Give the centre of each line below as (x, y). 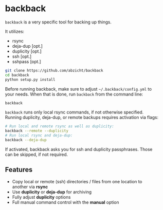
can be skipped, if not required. (36, 154)
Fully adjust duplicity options (41, 197)
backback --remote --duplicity (37, 131)
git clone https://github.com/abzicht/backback (54, 70)
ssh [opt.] (22, 56)
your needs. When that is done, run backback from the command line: (74, 94)
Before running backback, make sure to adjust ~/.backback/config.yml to (78, 89)
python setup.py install (30, 79)
